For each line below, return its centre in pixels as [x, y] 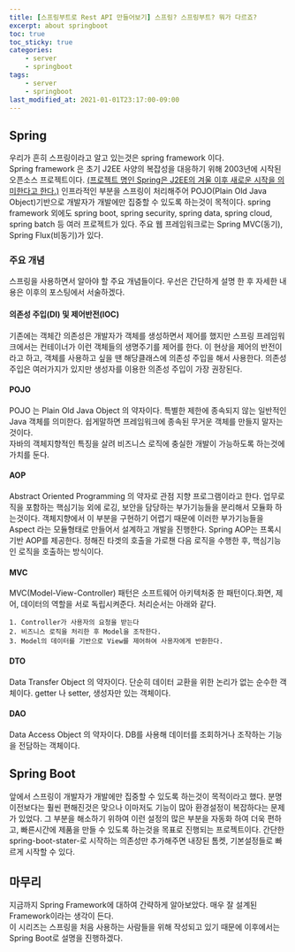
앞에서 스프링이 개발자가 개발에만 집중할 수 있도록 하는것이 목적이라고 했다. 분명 [146, 796]
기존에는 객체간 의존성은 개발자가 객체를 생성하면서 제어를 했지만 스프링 [132, 335]
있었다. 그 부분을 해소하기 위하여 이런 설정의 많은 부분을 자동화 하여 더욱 [142, 818]
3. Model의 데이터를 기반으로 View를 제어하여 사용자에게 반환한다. [116, 641]
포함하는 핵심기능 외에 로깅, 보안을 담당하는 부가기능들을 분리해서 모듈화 [149, 507]
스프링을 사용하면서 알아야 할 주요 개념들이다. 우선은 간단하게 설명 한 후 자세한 [144, 281]
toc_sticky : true [41, 42]
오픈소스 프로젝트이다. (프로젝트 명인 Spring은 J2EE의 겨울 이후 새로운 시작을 [142, 180]
